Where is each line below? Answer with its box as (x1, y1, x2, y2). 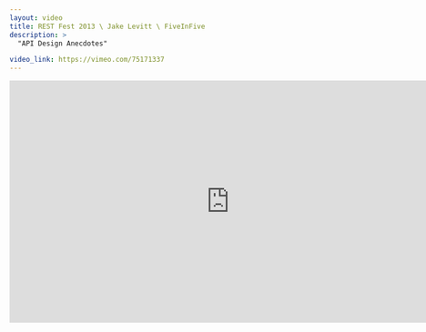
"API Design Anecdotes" (17, 38, 107, 48)
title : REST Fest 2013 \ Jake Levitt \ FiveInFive (9, 22, 206, 31)
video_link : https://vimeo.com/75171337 (9, 55, 166, 65)
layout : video (9, 13, 64, 23)
